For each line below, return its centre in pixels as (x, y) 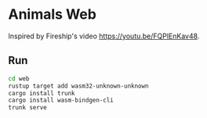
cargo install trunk (42, 93)
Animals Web (52, 14)
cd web (19, 79)
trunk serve (27, 108)
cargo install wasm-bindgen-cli (61, 100)
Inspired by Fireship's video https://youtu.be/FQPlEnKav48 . (104, 36)
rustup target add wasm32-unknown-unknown (78, 86)
